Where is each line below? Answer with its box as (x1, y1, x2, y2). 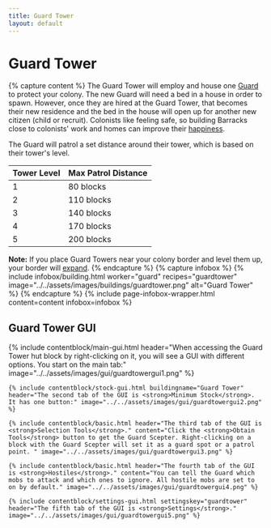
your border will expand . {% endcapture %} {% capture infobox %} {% (8, 263, 244, 273)
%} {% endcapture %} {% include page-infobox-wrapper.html (8, 289, 216, 299)
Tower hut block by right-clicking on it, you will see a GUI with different (8, 351, 245, 361)
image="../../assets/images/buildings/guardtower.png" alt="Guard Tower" (8, 280, 253, 290)
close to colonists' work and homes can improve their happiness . (8, 124, 225, 134)
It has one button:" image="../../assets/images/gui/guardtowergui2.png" (8, 398, 263, 407)
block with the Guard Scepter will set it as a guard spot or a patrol (8, 441, 255, 449)
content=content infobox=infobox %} (8, 297, 133, 308)
